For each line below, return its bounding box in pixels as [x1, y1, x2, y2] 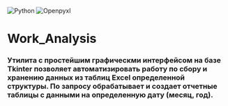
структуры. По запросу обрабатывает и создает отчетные [7, 82, 218, 91]
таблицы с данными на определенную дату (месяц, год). [7, 90, 214, 100]
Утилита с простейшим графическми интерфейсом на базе [7, 55, 221, 65]
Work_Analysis [7, 31, 97, 46]
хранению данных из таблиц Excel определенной [7, 73, 185, 82]
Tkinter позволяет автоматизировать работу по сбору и [7, 64, 208, 74]
